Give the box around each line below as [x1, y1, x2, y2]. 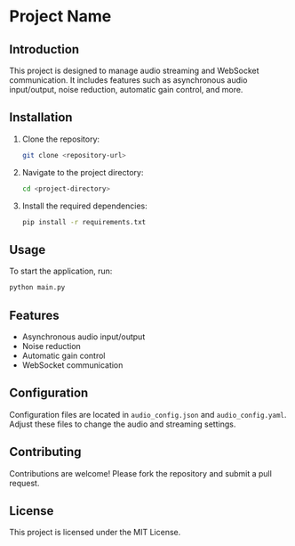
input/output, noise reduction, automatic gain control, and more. [9, 85, 243, 94]
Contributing [9, 444, 82, 460]
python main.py [9, 283, 66, 292]
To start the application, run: [9, 265, 113, 277]
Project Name [9, 6, 112, 27]
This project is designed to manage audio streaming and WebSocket [9, 65, 259, 76]
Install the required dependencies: [21, 200, 148, 211]
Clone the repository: [21, 134, 100, 144]
